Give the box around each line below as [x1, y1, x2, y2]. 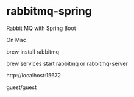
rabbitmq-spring [6, 4, 93, 18]
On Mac [6, 36, 26, 43]
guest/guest [6, 84, 37, 91]
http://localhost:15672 [6, 71, 62, 79]
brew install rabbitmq [6, 48, 60, 56]
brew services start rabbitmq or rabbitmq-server [6, 60, 128, 67]
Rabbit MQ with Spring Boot [6, 24, 76, 32]
